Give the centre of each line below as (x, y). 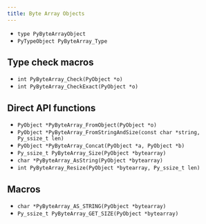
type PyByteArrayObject (51, 34)
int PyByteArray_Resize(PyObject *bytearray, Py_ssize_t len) (109, 168)
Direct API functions (51, 108)
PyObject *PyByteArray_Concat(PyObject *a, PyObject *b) (101, 146)
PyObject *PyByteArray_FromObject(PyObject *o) (87, 125)
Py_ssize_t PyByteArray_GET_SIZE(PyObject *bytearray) (98, 214)
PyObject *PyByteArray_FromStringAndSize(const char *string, (109, 133)
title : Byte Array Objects (46, 13)
